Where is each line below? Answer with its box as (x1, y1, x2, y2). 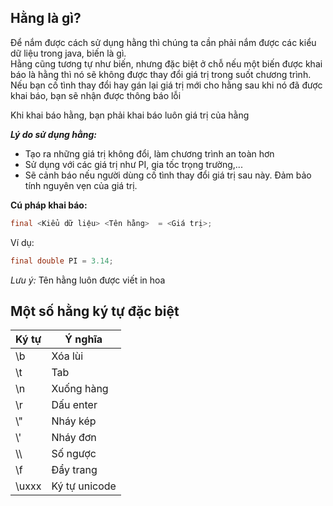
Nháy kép (51, 414, 97, 428)
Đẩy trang (51, 463, 98, 477)
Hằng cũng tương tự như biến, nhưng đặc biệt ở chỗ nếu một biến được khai (10, 57, 323, 70)
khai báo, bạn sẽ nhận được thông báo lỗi (10, 89, 182, 101)
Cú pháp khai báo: (10, 199, 88, 211)
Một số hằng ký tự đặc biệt (10, 302, 180, 320)
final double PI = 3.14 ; (10, 256, 114, 266)
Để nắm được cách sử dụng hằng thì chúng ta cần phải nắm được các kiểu (10, 36, 317, 48)
